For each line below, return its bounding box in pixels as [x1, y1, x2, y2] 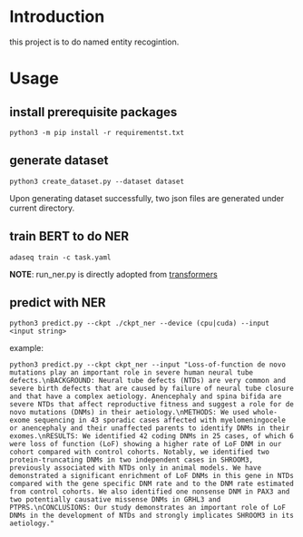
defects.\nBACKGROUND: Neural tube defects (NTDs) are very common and [9, 376, 286, 386]
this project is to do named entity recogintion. [9, 36, 180, 47]
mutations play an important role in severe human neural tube [9, 368, 254, 377]
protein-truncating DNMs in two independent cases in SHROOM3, [9, 455, 254, 464]
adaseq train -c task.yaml [9, 252, 112, 262]
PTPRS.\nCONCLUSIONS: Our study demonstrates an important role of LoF [9, 503, 286, 513]
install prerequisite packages [9, 104, 178, 120]
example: [9, 343, 44, 354]
